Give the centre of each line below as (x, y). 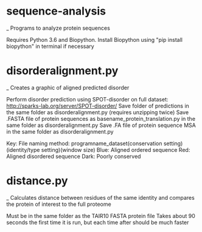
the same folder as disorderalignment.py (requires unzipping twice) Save (98, 112)
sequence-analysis (56, 11)
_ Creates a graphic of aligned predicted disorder (68, 87)
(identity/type (23, 149)
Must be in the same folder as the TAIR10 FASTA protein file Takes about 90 (101, 216)
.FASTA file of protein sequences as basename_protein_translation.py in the (101, 118)
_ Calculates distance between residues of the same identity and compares (100, 197)
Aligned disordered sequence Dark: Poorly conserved (74, 156)
